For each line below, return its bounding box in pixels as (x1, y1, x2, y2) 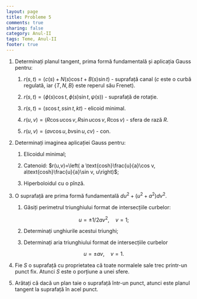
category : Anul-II (6, 31, 51, 37)
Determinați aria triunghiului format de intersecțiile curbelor (23, 239, 169, 246)
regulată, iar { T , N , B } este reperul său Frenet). (23, 82, 135, 89)
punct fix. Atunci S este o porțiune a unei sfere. (14, 268, 130, 275)
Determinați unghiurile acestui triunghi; (23, 227, 119, 235)
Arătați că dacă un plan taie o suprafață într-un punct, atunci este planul (14, 279, 190, 287)
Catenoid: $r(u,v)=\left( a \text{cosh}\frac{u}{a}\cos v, (23, 162, 156, 169)
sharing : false (6, 25, 44, 31)
